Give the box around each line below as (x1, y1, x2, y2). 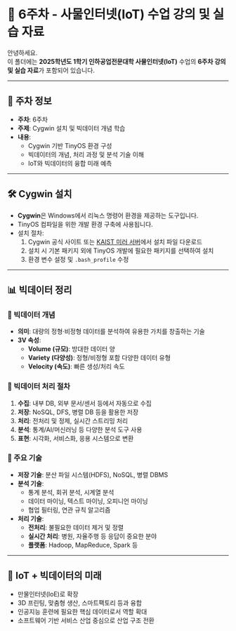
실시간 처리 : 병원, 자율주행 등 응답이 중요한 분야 (27, 531, 157, 540)
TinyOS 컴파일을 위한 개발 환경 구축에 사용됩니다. (17, 220, 153, 228)
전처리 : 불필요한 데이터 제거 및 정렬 (27, 523, 124, 531)
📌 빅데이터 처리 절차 (7, 382, 70, 392)
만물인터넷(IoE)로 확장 (17, 590, 79, 598)
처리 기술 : (17, 514, 44, 523)
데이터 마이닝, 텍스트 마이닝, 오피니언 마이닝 (27, 496, 149, 505)
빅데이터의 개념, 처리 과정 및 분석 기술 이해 (27, 150, 145, 159)
